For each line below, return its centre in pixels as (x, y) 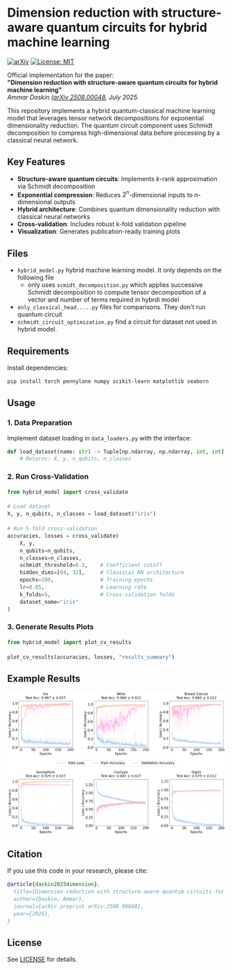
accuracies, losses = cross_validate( (63, 536)
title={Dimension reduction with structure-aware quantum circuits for (119, 892)
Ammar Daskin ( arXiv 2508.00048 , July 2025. (73, 97)
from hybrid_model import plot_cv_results (69, 642)
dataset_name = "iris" (49, 602)
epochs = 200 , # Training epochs (87, 580)
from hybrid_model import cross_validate (68, 492)
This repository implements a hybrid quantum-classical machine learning (111, 110)
